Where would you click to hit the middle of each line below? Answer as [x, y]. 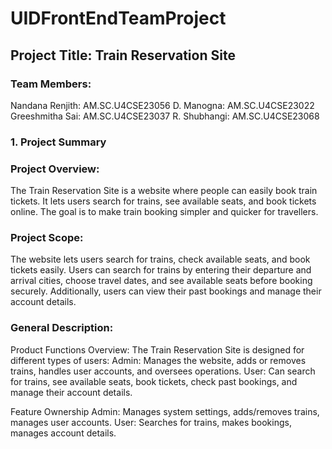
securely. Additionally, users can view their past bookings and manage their [166, 291]
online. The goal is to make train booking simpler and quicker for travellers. [164, 212]
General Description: [62, 328]
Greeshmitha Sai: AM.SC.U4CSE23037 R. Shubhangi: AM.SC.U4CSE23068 [165, 116]
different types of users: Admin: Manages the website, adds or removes [158, 360]
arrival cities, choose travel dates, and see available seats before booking [161, 281]
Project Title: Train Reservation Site [123, 55]
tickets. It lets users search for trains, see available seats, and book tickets [163, 201]
